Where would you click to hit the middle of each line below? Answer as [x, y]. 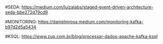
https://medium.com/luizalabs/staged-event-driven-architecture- [87, 7]
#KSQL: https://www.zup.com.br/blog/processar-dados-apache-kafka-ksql [81, 36]
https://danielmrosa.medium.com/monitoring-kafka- [91, 22]
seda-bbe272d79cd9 [27, 12]
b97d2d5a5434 [21, 27]
